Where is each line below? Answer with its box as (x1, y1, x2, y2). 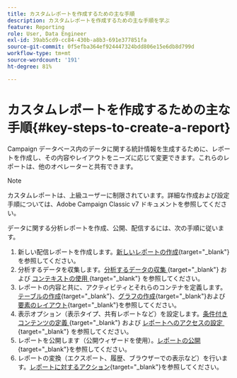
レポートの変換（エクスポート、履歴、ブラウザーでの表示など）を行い (17, 353, 222, 362)
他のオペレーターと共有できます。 (37, 162, 137, 171)
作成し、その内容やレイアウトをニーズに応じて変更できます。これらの (19, 153, 224, 161)
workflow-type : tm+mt (7, 50, 71, 57)
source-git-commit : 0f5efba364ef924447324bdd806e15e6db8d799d (7, 43, 195, 50)
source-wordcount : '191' (7, 57, 81, 64)
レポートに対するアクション (29, 362, 110, 371)
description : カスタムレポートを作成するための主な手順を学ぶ (7, 17, 170, 24)
